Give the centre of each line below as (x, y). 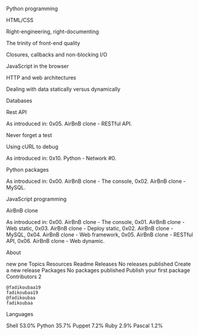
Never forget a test (29, 135)
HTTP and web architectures (41, 78)
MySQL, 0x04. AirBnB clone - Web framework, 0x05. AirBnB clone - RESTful (100, 235)
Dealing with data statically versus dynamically (63, 89)
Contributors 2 (24, 276)
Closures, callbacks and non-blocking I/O (57, 55)
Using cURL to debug (32, 147)
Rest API (17, 112)
